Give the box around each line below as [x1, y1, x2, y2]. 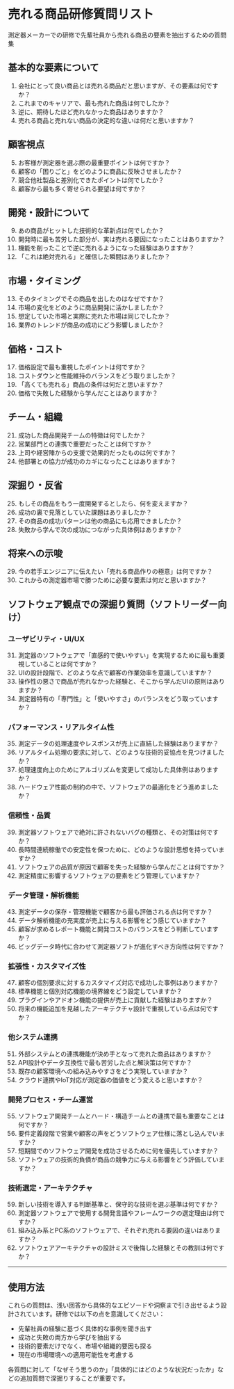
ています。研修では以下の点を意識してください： [26, 1310, 165, 1318]
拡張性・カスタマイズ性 [8, 961, 86, 971]
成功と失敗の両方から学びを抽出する [17, 1333, 122, 1342]
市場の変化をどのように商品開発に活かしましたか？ [17, 303, 165, 312]
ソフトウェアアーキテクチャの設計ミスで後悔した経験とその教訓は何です [17, 1244, 225, 1252]
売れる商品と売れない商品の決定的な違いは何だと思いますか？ [17, 116, 195, 125]
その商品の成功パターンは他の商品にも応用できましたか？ [17, 516, 183, 525]
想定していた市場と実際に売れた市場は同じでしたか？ [17, 312, 171, 321]
